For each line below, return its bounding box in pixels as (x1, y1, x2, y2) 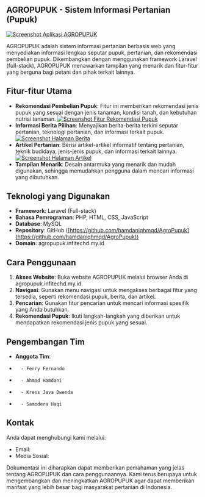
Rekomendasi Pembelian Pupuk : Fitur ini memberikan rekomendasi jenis (15, 102, 199, 109)
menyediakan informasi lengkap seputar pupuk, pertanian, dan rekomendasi (6, 49, 198, 56)
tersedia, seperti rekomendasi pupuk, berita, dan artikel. (15, 293, 156, 301)
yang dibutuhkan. (15, 173, 60, 181)
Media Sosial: (15, 452, 49, 459)
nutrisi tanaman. (15, 115, 56, 123)
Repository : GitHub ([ (15, 227, 70, 234)
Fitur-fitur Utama (6, 86, 72, 96)
